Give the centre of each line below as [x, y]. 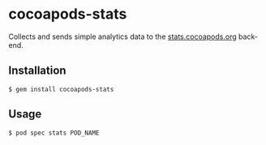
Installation [37, 71]
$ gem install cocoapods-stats [61, 89]
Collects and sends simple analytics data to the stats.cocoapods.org [122, 36]
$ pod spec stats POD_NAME [54, 133]
